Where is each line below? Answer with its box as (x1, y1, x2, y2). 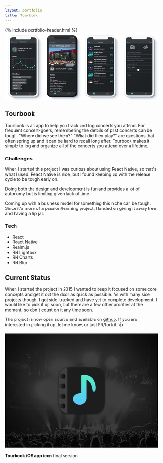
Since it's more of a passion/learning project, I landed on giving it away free (5, 206, 156, 211)
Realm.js (12, 244, 30, 250)
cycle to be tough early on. (5, 176, 59, 182)
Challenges (5, 155, 33, 162)
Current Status (5, 274, 51, 282)
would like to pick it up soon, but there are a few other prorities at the (5, 302, 143, 308)
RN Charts (12, 255, 33, 260)
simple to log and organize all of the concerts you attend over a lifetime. (5, 143, 149, 149)
